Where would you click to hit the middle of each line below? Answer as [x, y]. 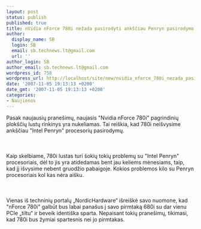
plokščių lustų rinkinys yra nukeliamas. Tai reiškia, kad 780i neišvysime [94, 124]
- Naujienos [21, 100]
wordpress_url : [25, 78]
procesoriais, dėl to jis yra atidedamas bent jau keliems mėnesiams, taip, [95, 162]
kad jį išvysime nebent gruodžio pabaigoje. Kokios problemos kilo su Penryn [100, 169]
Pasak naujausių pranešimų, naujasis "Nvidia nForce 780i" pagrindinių [92, 118]
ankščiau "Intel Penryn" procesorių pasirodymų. [65, 130]
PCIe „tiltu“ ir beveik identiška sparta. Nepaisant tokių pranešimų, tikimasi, [97, 213]
